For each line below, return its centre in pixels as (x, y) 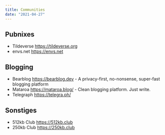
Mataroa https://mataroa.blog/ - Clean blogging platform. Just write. (81, 90)
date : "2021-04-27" (25, 14)
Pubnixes (20, 34)
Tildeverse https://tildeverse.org (45, 46)
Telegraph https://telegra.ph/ (42, 95)
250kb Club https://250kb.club (43, 127)
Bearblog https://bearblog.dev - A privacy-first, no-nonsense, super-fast (86, 79)
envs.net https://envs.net (38, 51)
